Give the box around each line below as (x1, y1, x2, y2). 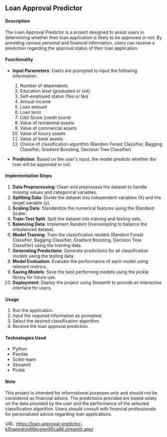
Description (5, 17, 30, 24)
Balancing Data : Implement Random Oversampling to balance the (12, 221, 148, 227)
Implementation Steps (5, 172, 52, 179)
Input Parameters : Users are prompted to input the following (12, 67, 138, 73)
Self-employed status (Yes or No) (19, 93, 89, 99)
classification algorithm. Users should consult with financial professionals (5, 405, 156, 411)
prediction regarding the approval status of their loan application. (5, 45, 139, 51)
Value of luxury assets (19, 130, 66, 136)
